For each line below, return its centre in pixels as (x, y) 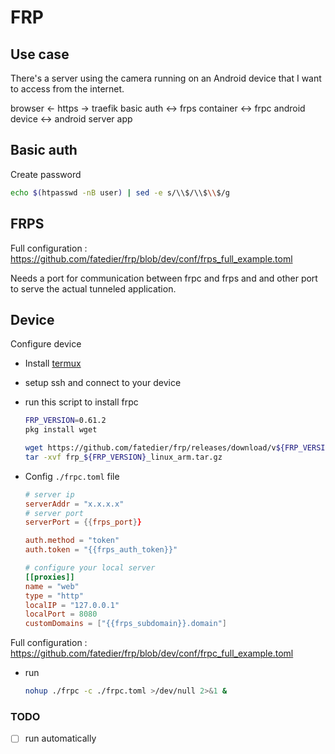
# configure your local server (90, 568)
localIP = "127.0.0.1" (72, 605)
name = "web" (52, 586)
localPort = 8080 (61, 614)
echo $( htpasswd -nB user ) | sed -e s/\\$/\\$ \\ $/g (120, 192)
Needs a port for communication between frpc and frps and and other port (164, 278)
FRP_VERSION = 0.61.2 (65, 421)
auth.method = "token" (72, 541)
